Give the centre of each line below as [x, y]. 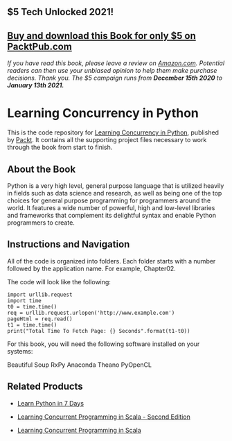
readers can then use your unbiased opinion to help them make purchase [112, 71]
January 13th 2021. [36, 85]
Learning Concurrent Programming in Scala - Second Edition [104, 417]
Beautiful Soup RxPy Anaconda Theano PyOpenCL [80, 365]
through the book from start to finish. [60, 147]
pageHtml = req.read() [40, 319]
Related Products [45, 387]
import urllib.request [40, 295]
